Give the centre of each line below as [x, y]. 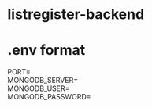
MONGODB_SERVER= [43, 81]
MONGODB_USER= [39, 88]
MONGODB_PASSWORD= [49, 97]
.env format [46, 50]
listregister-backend [76, 14]
